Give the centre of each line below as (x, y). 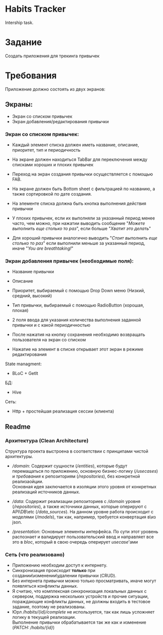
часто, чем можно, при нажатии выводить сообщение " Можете (78, 223)
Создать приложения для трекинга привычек (52, 56)
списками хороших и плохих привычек (53, 164)
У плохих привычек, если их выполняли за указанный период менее (83, 218)
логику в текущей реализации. (44, 617)
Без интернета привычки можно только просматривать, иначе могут (84, 581)
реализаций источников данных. (46, 492)
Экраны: (19, 104)
